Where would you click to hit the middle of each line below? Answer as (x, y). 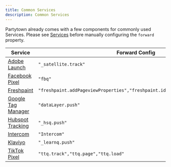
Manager (19, 111)
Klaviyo (17, 142)
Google (17, 98)
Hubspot (18, 119)
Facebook (20, 76)
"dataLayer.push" (59, 105)
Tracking (18, 126)
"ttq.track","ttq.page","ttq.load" (81, 154)
